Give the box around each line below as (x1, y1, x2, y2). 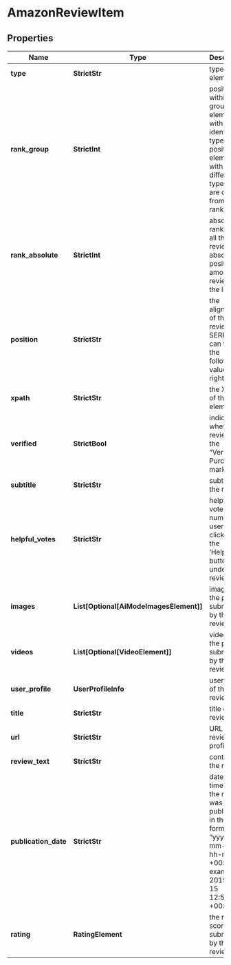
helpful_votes (10, 535, 56, 543)
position (10, 335, 38, 344)
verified (10, 439, 37, 448)
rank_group (10, 145, 49, 154)
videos (10, 647, 34, 656)
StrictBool (73, 439, 107, 448)
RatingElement (73, 930, 122, 939)
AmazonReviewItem (7, 5, 124, 21)
